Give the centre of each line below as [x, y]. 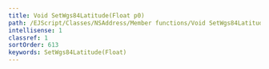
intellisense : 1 [35, 30]
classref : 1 [28, 38]
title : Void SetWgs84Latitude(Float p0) [77, 15]
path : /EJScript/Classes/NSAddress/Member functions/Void [107, 23]
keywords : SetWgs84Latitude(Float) [68, 52]
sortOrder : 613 [34, 45]
